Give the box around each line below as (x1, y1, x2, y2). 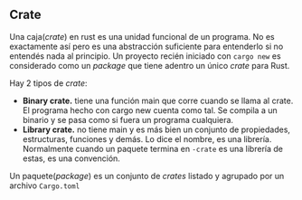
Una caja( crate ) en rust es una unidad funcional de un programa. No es (9, 31, 275, 42)
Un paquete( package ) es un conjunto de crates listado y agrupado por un (9, 170, 285, 181)
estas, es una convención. (22, 153, 120, 164)
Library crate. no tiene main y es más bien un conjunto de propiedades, (22, 124, 291, 135)
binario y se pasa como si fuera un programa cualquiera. (22, 114, 233, 125)
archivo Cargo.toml (9, 180, 80, 191)
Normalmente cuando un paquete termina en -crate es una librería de (22, 143, 283, 154)
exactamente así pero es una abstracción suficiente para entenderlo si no (9, 41, 284, 52)
